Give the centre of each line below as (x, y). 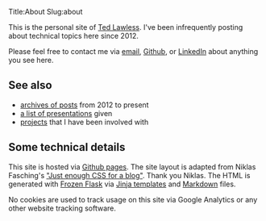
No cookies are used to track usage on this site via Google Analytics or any (133, 199)
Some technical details (67, 147)
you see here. (31, 60)
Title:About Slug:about (46, 12)
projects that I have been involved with (84, 122)
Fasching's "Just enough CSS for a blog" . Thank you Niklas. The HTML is (129, 175)
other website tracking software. (62, 208)
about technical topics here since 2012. (73, 36)
